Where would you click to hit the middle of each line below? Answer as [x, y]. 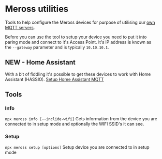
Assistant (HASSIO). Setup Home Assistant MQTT [54, 79]
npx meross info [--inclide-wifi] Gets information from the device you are [81, 119]
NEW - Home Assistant [40, 62]
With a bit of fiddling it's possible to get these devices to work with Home [78, 74]
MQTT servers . [20, 27]
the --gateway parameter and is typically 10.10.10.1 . [57, 47]
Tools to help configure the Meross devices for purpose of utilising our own [80, 22]
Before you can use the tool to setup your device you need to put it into [76, 37]
